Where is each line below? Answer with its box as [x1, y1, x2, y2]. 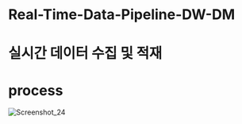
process [8, 81, 63, 99]
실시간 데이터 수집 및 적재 [8, 45, 163, 63]
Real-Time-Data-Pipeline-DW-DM [8, 6, 236, 24]
